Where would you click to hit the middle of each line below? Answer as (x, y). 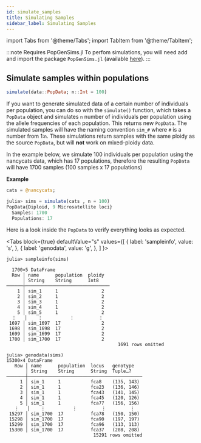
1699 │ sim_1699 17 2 (56, 334)
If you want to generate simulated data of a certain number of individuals (97, 104)
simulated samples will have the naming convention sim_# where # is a (94, 130)
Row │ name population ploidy (58, 275)
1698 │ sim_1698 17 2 (56, 329)
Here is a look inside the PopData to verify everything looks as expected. (96, 230)
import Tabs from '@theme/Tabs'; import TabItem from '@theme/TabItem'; (100, 41)
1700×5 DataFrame (34, 270)
